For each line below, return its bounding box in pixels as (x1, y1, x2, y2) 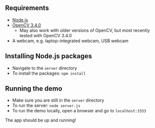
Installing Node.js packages (5, 52, 92, 60)
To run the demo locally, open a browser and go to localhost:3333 (12, 108, 146, 114)
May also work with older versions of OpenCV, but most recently (19, 27, 150, 33)
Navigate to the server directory (12, 65, 77, 71)
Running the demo (5, 84, 63, 93)
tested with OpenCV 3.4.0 (19, 32, 72, 38)
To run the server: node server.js (12, 102, 81, 108)
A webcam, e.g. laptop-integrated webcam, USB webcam (12, 38, 129, 44)
